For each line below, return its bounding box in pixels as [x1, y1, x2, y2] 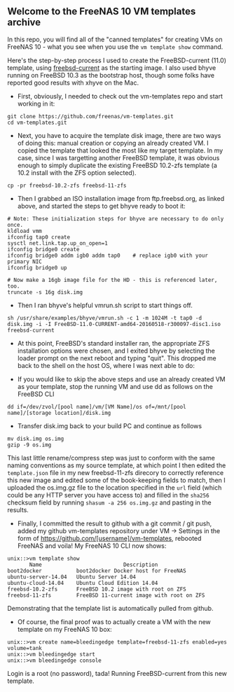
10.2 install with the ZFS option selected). [17, 168, 137, 177]
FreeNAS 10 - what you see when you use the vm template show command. [7, 42, 223, 51]
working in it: [17, 99, 55, 108]
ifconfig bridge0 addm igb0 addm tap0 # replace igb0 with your [7, 252, 209, 259]
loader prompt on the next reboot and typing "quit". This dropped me [17, 353, 216, 362]
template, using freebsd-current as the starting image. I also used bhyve [7, 63, 216, 72]
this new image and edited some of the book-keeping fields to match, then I [7, 476, 226, 484]
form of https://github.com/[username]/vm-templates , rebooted [17, 534, 202, 542]
